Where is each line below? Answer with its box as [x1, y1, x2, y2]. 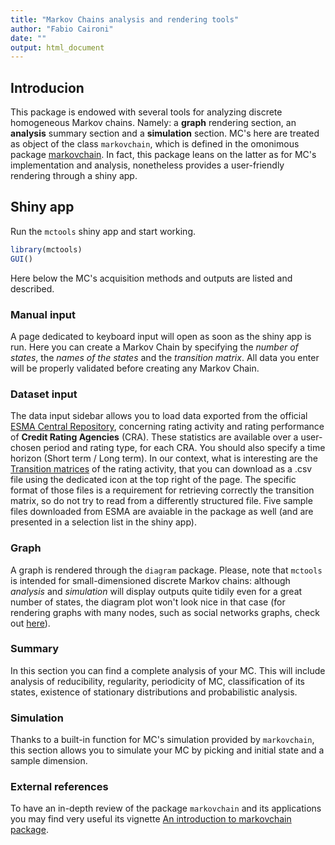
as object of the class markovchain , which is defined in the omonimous [10, 138, 300, 150]
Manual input [10, 307, 77, 321]
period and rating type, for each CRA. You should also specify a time [43, 442, 326, 454]
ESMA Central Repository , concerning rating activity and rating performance [10, 421, 325, 433]
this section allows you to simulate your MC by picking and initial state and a [10, 744, 325, 756]
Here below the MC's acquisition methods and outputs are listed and [10, 272, 293, 284]
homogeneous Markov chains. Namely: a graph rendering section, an [10, 117, 297, 129]
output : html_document [10, 42, 105, 53]
